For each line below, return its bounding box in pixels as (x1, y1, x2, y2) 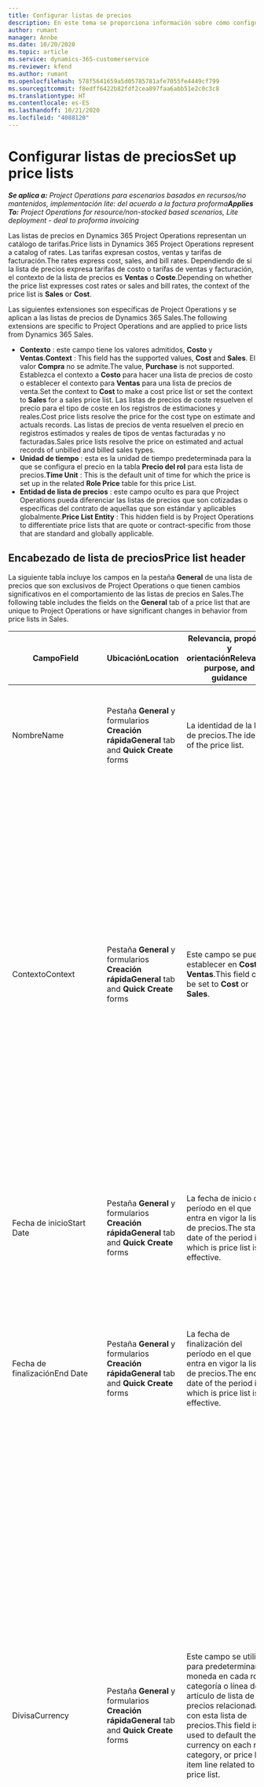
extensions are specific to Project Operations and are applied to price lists (8, 321, 247, 330)
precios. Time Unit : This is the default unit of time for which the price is (19, 470, 251, 480)
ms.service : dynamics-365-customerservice (8, 56, 149, 64)
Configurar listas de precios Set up (8, 148, 237, 166)
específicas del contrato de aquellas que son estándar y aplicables (19, 503, 236, 513)
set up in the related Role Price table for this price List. (19, 478, 196, 488)
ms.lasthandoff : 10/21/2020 (8, 107, 101, 115)
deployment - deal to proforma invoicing (8, 216, 140, 225)
